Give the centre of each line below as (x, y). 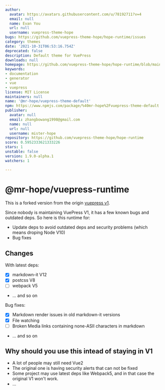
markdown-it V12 (29, 275)
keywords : (15, 69)
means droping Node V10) (39, 232)
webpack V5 (25, 286)
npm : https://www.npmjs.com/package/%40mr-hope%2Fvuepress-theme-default (82, 106)
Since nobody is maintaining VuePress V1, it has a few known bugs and (77, 213)
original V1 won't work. (35, 379)
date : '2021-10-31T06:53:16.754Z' (41, 46)
